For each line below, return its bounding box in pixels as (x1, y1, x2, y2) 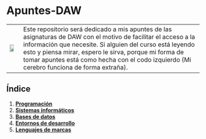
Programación (15, 100, 53, 107)
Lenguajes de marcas (15, 126, 72, 133)
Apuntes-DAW (6, 4, 82, 18)
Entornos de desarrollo (15, 119, 75, 127)
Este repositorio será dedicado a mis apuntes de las (23, 25, 172, 34)
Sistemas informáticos (15, 106, 75, 113)
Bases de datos (15, 113, 56, 120)
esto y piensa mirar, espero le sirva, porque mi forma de (23, 48, 184, 56)
